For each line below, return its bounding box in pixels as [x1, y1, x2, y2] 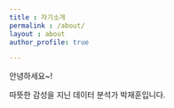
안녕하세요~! [9, 71, 53, 81]
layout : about [9, 29, 66, 38]
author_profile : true [9, 37, 90, 47]
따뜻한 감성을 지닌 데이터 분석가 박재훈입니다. [9, 89, 166, 100]
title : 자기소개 [9, 12, 67, 22]
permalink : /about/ [9, 21, 86, 30]
